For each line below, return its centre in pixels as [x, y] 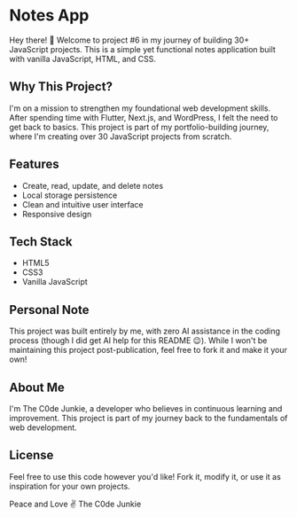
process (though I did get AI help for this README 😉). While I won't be [138, 341]
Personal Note [49, 310]
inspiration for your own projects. [70, 486]
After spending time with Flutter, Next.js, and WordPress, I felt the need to [144, 117]
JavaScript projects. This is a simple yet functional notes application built [143, 49]
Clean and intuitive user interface [82, 204]
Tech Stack [41, 242]
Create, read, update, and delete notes [93, 185]
